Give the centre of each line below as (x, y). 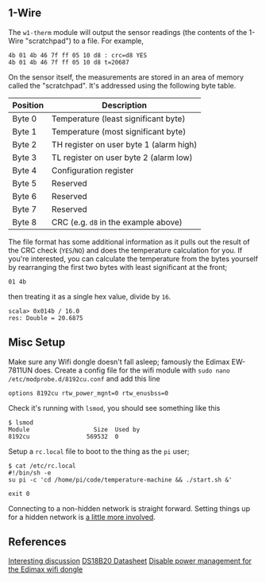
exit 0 (19, 494)
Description (125, 105)
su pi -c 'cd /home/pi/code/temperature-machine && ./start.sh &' (120, 480)
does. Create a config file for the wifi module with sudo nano (132, 370)
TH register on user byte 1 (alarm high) (124, 144)
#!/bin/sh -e (30, 473)
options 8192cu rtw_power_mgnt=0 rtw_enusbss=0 (89, 393)
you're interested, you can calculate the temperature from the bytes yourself (133, 259)
